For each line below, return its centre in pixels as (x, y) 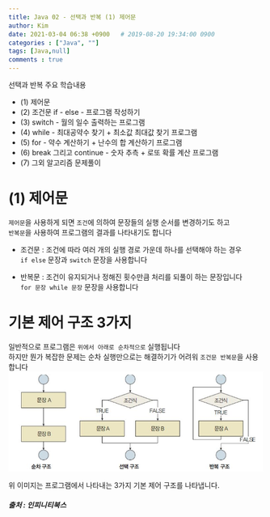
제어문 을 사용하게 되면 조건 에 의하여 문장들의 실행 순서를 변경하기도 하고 (119, 222)
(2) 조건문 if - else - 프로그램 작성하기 (80, 112)
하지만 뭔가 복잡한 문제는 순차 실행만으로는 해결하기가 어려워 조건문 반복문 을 (126, 357)
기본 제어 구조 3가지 (70, 323)
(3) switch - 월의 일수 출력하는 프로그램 (82, 122)
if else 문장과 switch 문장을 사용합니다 (84, 260)
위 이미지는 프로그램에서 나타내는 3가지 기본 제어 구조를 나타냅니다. (114, 485)
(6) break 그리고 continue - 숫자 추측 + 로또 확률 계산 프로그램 (119, 153)
